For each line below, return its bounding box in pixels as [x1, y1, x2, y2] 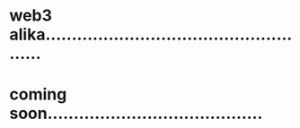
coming [9, 84, 67, 105]
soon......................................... [9, 104, 263, 124]
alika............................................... [9, 24, 293, 45]
